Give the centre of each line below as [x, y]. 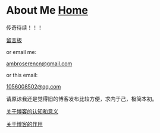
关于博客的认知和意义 [32, 111]
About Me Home [47, 10]
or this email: [22, 75]
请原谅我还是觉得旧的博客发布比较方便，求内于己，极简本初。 [82, 99]
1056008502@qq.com [34, 86]
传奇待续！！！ [24, 27]
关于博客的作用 [24, 124]
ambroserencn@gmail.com [39, 64]
